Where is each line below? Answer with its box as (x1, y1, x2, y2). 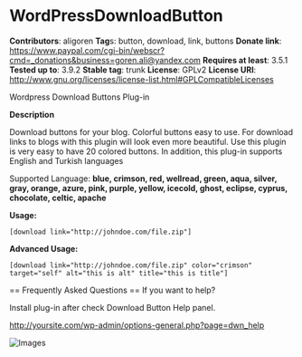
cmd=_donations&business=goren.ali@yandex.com (9, 54, 202, 65)
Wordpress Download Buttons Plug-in (9, 92, 150, 102)
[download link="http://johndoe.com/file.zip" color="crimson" (9, 260, 253, 270)
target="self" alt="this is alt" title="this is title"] (9, 268, 229, 277)
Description (9, 109, 55, 120)
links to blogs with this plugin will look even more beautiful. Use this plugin (9, 136, 287, 147)
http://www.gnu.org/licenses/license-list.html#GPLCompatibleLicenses (9, 73, 274, 84)
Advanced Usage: (9, 243, 79, 254)
